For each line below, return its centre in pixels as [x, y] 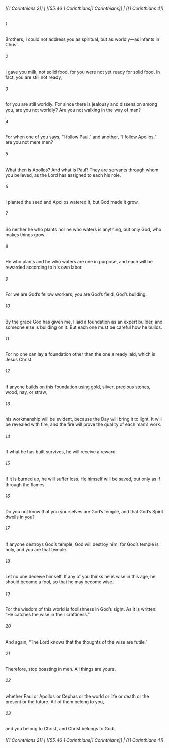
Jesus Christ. [19, 359]
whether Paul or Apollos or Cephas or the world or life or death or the [77, 696]
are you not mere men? [29, 142]
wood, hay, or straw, [26, 392]
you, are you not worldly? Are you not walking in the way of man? [73, 110]
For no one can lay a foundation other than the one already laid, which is [80, 354]
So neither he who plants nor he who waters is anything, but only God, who [83, 229]
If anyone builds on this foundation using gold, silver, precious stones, [78, 387]
